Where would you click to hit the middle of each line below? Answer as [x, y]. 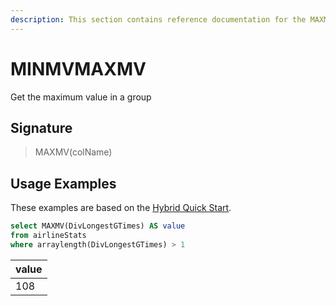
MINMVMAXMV [78, 68]
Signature [41, 127]
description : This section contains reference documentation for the [158, 19]
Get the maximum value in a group [81, 97]
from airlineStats [48, 236]
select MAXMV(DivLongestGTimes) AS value [98, 226]
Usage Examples [63, 183]
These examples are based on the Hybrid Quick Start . [121, 208]
